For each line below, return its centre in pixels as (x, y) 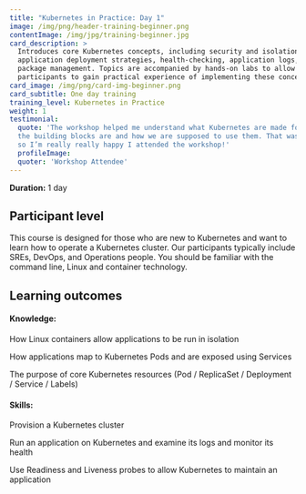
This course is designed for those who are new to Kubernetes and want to (148, 238)
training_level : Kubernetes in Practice (87, 102)
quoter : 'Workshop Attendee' (73, 161)
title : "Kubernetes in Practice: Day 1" (87, 18)
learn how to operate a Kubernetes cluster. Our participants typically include (153, 247)
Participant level (57, 216)
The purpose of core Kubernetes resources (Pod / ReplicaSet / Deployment (151, 374)
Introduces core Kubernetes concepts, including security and (138, 52)
